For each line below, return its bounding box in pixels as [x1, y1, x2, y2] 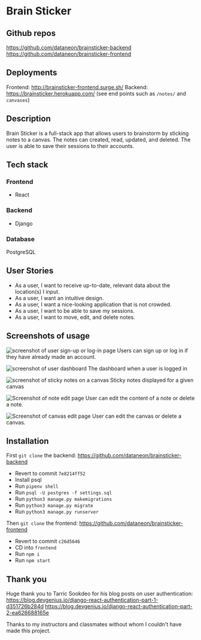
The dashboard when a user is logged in [87, 364, 187, 372]
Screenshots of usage [6, 331, 90, 341]
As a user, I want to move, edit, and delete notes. [14, 313, 136, 321]
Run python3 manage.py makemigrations [14, 496, 112, 503]
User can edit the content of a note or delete [85, 394, 195, 401]
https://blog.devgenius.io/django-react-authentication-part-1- [6, 596, 159, 603]
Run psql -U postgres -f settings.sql [14, 489, 112, 496]
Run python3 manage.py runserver [14, 508, 99, 515]
